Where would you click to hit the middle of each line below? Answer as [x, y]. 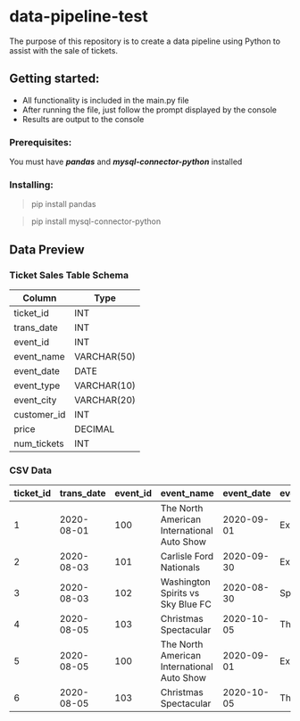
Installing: [31, 185]
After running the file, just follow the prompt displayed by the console [149, 110]
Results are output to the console [83, 119]
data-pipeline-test [79, 17]
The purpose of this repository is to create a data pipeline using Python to [145, 41]
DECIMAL [95, 429]
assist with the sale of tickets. [64, 50]
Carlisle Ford [187, 557]
